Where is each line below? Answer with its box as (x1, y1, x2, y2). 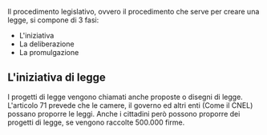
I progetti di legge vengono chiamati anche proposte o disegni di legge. (7, 92, 244, 101)
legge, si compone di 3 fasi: (7, 15, 99, 25)
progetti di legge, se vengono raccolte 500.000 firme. (7, 117, 185, 127)
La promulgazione (18, 48, 79, 57)
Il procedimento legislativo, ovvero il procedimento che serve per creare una (7, 7, 260, 16)
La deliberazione (18, 39, 75, 49)
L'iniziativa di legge (7, 71, 106, 85)
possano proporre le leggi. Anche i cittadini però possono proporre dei (7, 109, 241, 118)
